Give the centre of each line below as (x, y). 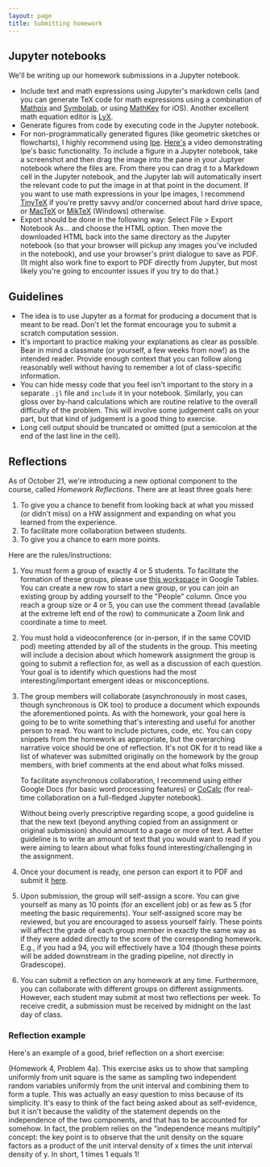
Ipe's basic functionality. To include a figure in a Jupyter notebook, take (139, 151)
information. (40, 376)
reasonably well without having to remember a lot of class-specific (131, 367)
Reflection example (47, 1035)
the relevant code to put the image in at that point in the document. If (134, 186)
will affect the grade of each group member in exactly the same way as (138, 930)
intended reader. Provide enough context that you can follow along (131, 359)
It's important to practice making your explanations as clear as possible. (139, 342)
